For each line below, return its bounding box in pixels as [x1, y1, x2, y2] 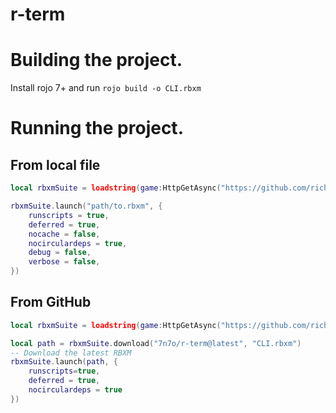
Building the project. [10, 49, 183, 72]
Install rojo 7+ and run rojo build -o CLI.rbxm [10, 82, 202, 94]
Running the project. [10, 117, 184, 140]
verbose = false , [28, 257, 101, 267]
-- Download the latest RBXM [10, 348, 132, 358]
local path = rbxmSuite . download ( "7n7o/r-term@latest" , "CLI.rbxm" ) [10, 338, 302, 348]
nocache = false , [28, 229, 101, 239]
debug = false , [28, 248, 92, 258]
